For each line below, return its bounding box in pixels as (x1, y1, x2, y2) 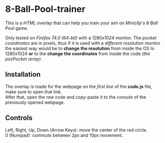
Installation (5, 71, 41, 79)
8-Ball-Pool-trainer (5, 3, 85, 15)
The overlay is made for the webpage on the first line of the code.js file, (5, 83, 153, 89)
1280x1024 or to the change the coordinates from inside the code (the (5, 51, 151, 57)
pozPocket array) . (5, 56, 42, 62)
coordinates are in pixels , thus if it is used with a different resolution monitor (5, 40, 161, 46)
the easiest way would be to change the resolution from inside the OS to (5, 45, 155, 51)
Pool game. (5, 25, 28, 31)
